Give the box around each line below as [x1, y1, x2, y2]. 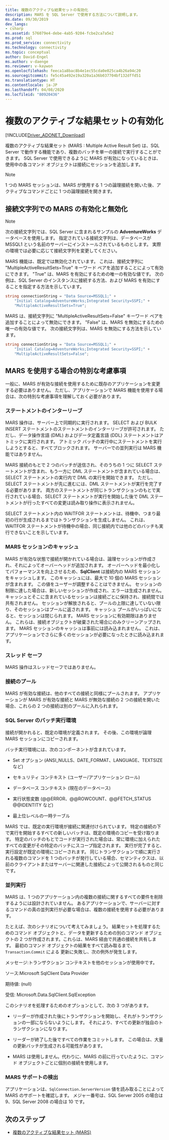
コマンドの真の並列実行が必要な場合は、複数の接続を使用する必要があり [9, 906, 160, 912]
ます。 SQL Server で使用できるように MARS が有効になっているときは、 [9, 155, 161, 162]
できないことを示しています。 [9, 530, 72, 536]
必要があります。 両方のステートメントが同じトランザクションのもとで [9, 487, 156, 493]
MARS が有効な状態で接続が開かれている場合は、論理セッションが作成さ [5, 556, 156, 562]
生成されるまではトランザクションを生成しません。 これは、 [22, 517, 148, 523]
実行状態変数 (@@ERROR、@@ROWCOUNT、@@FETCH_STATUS [12, 796, 151, 802]
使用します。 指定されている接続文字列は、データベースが [31, 235, 151, 241]
